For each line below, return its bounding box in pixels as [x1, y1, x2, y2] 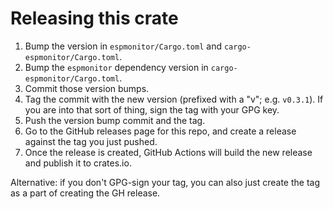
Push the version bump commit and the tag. [24, 114, 206, 126]
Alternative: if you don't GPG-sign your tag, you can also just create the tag [10, 176, 320, 188]
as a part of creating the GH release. [10, 187, 161, 199]
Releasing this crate [10, 7, 179, 30]
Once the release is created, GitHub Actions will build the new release [24, 146, 313, 158]
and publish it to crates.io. [24, 157, 132, 169]
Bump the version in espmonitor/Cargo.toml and [24, 40, 222, 52]
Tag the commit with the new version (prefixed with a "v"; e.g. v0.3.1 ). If [24, 93, 324, 105]
